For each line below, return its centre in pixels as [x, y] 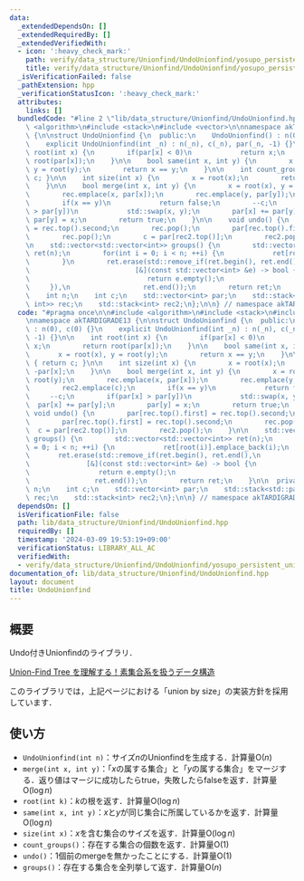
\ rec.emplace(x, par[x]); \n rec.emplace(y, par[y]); [157, 195]
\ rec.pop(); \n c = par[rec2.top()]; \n [129, 236]
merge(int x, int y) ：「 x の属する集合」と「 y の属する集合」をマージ [151, 768]
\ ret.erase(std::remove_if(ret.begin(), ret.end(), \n [143, 455]
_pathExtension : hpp [56, 85]
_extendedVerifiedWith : [62, 43]
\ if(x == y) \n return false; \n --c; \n [152, 203]
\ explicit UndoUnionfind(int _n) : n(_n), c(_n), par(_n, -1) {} [160, 144]
